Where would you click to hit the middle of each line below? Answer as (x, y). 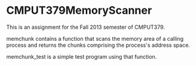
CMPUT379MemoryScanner (79, 10)
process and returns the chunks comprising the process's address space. (98, 45)
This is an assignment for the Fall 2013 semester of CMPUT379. (86, 27)
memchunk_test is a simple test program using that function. (82, 56)
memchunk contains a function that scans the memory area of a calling (95, 38)
